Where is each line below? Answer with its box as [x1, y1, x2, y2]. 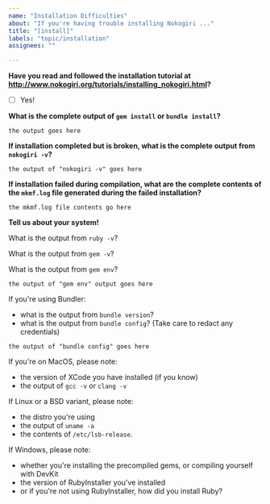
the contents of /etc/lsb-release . [19, 429, 133, 439]
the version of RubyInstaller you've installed [19, 477, 166, 488]
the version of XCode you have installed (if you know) [19, 373, 199, 382]
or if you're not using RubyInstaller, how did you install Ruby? [19, 486, 223, 496]
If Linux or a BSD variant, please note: [8, 397, 134, 406]
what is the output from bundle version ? [19, 310, 155, 319]
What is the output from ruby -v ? [8, 233, 118, 243]
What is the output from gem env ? [8, 264, 118, 274]
